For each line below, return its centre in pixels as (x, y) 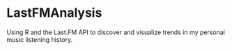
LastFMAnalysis (54, 13)
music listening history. (40, 39)
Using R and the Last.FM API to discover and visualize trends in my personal (116, 32)
